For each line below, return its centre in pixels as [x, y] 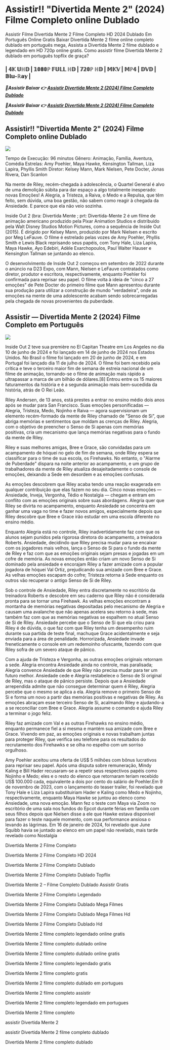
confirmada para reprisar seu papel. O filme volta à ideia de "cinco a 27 [80, 280]
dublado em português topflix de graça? [47, 56]
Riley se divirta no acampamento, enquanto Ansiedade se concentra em [80, 506]
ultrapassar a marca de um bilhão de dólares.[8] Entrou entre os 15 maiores [84, 379]
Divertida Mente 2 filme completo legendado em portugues [67, 1003]
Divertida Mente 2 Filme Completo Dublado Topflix [58, 875]
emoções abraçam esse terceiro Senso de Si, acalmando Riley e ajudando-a [85, 702]
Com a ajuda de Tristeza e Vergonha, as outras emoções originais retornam [84, 659]
